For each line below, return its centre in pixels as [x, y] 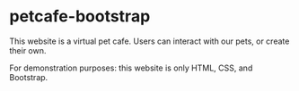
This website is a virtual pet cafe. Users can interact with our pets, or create [149, 41]
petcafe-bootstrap [80, 17]
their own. [28, 50]
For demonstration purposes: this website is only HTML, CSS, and [131, 68]
